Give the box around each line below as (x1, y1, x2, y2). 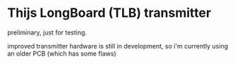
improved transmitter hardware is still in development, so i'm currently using (7, 41, 229, 50)
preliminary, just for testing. (7, 28, 87, 37)
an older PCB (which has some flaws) (7, 49, 116, 58)
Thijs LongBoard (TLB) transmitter (7, 5, 212, 21)
